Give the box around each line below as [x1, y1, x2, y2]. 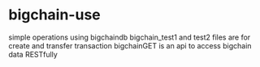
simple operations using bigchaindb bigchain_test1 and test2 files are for [8, 32, 251, 42]
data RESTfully [8, 49, 58, 59]
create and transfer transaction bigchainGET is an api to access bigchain [8, 40, 252, 50]
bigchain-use [8, 6, 102, 24]
